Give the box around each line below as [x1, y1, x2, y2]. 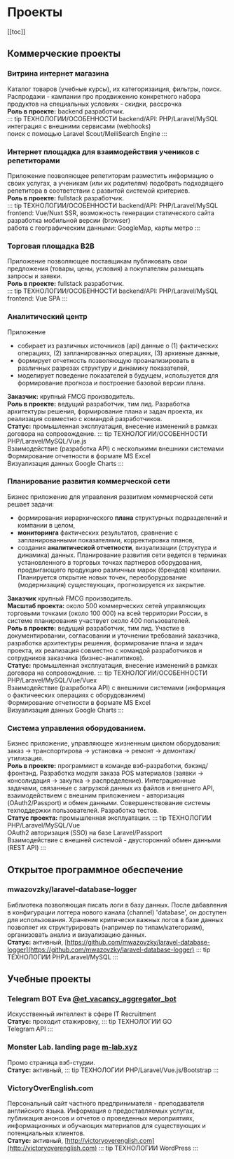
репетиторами [7, 156, 60, 165]
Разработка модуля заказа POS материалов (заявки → [39, 769, 204, 778]
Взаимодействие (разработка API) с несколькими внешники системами [7, 444, 224, 453]
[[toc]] [7, 27, 26, 36]
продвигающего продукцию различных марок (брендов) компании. [17, 565, 221, 574]
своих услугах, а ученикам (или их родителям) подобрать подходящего [7, 179, 224, 187]
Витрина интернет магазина [7, 69, 109, 78]
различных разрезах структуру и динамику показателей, [17, 364, 190, 372]
